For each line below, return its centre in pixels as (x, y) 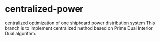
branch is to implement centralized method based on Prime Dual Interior (79, 28)
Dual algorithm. (21, 33)
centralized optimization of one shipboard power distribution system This (80, 23)
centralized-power (44, 9)
